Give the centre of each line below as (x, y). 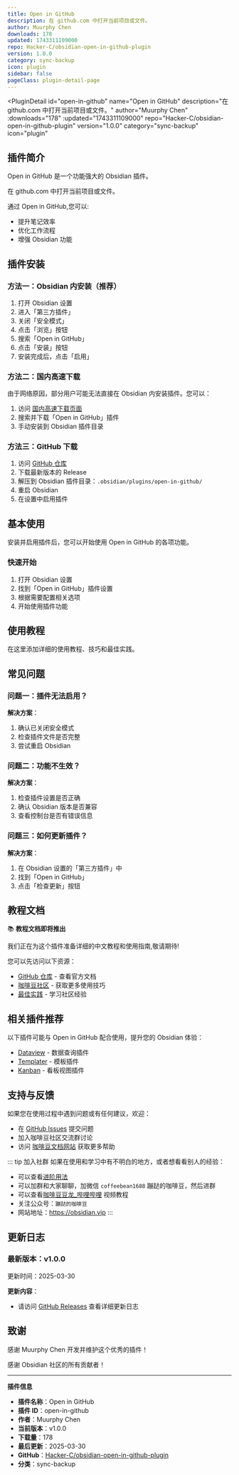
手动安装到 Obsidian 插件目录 (60, 426)
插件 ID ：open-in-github (53, 1410)
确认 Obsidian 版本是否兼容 (57, 807)
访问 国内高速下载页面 (50, 409)
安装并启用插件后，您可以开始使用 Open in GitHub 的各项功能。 (100, 542)
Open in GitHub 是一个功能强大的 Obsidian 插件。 (80, 176)
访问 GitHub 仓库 (42, 463)
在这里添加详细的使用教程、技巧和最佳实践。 (73, 649)
